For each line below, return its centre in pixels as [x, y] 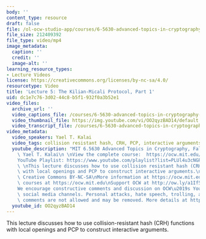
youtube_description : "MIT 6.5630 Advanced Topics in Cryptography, [101, 149]
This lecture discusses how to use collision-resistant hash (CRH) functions [101, 223]
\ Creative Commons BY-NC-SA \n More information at [83, 177]
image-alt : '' [30, 63]
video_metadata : [27, 132]
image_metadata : [27, 47]
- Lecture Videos [29, 75]
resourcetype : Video [33, 86]
